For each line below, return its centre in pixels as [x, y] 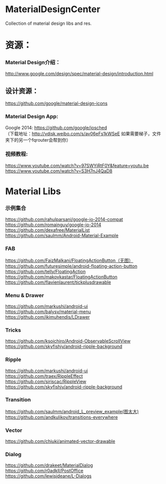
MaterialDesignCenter [53, 9]
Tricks [13, 330]
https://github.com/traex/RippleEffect [44, 376]
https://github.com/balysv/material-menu [48, 312]
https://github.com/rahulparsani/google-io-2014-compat [64, 219]
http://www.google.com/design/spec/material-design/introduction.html [79, 74]
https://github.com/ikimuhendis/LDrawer [48, 317]
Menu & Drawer [25, 295]
